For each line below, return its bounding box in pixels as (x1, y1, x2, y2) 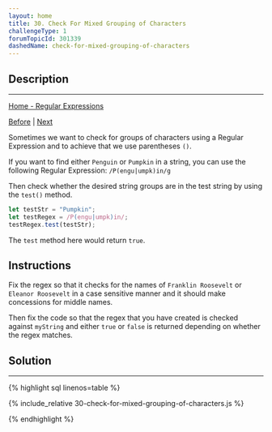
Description (8, 72, 69, 86)
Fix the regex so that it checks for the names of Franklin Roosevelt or (8, 280, 242, 290)
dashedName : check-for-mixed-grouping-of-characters (8, 42, 190, 50)
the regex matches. (8, 330, 73, 340)
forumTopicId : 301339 (8, 34, 82, 43)
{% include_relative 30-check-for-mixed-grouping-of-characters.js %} (8, 399, 244, 408)
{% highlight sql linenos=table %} (8, 383, 121, 393)
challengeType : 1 (8, 27, 67, 35)
